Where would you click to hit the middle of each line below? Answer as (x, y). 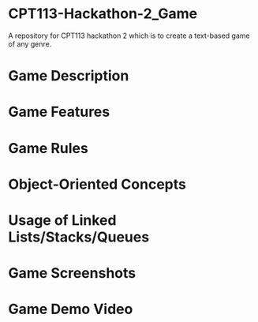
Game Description (69, 76)
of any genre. (30, 43)
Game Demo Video (71, 309)
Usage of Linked (62, 220)
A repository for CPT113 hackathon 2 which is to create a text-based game (129, 36)
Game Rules (48, 148)
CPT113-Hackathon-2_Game (103, 14)
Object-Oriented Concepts (97, 184)
